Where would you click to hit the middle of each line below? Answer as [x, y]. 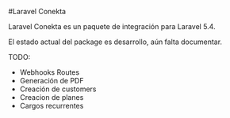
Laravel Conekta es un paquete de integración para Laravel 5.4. [112, 26]
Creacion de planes [52, 97]
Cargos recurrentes [52, 106]
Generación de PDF [52, 81]
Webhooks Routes [50, 72]
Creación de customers [58, 89]
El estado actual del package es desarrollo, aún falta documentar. [115, 42]
